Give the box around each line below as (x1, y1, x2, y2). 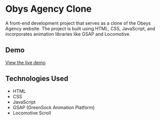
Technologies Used (5, 74, 68, 83)
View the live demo (5, 59, 46, 66)
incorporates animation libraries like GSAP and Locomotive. (5, 31, 131, 37)
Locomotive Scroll (12, 110, 51, 116)
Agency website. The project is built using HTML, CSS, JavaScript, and (5, 25, 155, 31)
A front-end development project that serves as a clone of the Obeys (5, 20, 151, 26)
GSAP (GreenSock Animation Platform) (12, 104, 95, 110)
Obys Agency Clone (5, 3, 92, 15)
